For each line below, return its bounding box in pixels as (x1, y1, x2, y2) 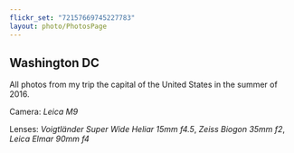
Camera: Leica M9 (9, 106, 79, 118)
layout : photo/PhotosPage (9, 22, 107, 31)
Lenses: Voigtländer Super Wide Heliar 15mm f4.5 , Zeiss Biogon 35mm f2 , (9, 124, 286, 135)
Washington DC (9, 55, 100, 71)
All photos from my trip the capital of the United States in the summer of (9, 79, 278, 91)
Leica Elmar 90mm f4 (9, 133, 90, 145)
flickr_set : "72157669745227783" (9, 13, 136, 23)
